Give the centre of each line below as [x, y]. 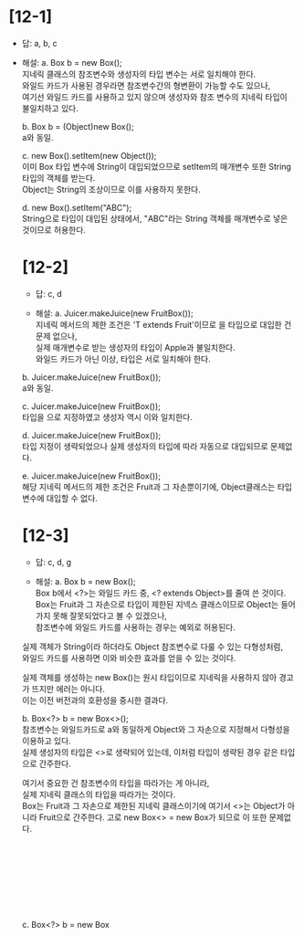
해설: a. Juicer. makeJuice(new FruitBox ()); [114, 313]
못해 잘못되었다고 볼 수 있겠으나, [110, 616]
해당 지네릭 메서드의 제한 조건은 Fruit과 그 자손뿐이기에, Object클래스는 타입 [157, 487]
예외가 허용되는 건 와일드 [66, 921]
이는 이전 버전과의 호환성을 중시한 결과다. [95, 700]
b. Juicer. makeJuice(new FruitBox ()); [91, 377]
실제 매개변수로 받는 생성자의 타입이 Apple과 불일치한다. [135, 347]
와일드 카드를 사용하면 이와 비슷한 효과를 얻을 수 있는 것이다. [129, 658]
